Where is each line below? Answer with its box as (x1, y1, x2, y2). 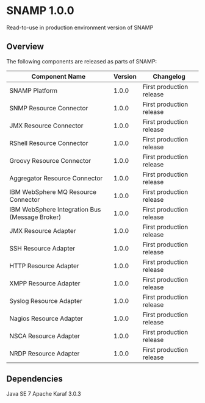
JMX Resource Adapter (9, 226, 76, 235)
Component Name (31, 72, 86, 80)
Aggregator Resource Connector (9, 174, 103, 182)
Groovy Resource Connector (9, 156, 92, 165)
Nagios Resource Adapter (9, 314, 84, 323)
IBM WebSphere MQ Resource (9, 187, 96, 196)
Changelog (153, 72, 186, 80)
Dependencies (6, 374, 63, 384)
